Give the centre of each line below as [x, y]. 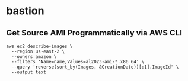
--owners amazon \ [34, 57]
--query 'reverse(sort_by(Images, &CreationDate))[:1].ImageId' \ [95, 67]
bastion [25, 11]
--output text [29, 72]
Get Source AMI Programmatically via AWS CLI [94, 33]
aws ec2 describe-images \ [39, 46]
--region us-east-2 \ [38, 51]
